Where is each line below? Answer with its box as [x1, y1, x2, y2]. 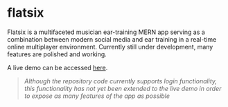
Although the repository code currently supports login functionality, [24, 76, 217, 85]
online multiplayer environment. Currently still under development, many [7, 42, 213, 51]
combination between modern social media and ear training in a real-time [7, 35, 217, 43]
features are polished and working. [7, 50, 107, 58]
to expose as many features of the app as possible [24, 92, 170, 100]
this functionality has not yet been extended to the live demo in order [24, 84, 222, 92]
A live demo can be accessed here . [7, 63, 108, 72]
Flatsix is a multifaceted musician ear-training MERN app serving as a [7, 28, 206, 36]
